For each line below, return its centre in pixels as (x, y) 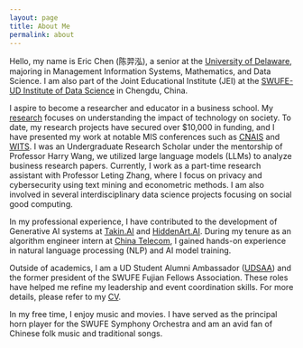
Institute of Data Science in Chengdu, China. (106, 90)
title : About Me (40, 26)
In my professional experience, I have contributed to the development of (143, 221)
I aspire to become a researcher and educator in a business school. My (141, 108)
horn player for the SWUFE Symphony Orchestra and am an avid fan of (141, 324)
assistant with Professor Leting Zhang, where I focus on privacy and (136, 175)
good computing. (41, 204)
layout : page (34, 18)
